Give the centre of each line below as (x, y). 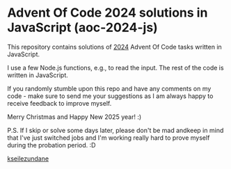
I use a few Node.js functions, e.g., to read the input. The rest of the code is (115, 67)
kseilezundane (28, 159)
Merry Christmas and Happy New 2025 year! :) (74, 117)
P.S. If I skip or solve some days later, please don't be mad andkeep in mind (115, 130)
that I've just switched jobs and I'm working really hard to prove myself (109, 138)
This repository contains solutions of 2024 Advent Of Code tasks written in (115, 47)
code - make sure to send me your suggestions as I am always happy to (110, 96)
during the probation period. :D (51, 145)
